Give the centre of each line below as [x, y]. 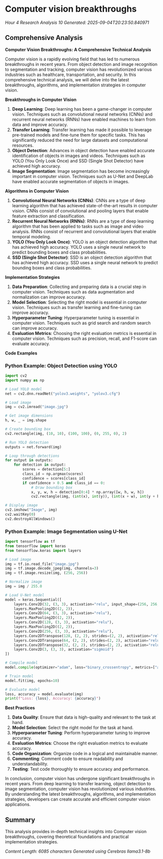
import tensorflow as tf [30, 542]
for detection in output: [40, 465]
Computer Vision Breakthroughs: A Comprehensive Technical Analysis [78, 49]
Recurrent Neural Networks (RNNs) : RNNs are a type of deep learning [83, 221]
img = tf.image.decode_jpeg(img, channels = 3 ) [52, 568]
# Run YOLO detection [27, 442]
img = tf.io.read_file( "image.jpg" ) [42, 564]
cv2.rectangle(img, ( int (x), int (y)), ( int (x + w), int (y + [93, 497]
